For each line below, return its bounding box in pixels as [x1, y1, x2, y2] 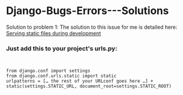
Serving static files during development [6, 29, 101, 36]
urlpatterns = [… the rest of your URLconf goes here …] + [6, 78, 154, 84]
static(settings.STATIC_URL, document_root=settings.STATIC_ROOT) [6, 83, 172, 89]
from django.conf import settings [6, 68, 91, 74]
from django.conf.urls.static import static [6, 73, 117, 79]
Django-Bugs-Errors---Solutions [6, 4, 169, 18]
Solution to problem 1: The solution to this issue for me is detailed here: [6, 23, 178, 30]
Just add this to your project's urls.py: [6, 44, 117, 52]
